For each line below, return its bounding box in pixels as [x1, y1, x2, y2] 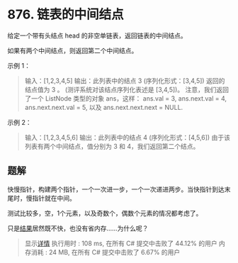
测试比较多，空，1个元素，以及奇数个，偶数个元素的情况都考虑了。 [7, 208, 203, 217]
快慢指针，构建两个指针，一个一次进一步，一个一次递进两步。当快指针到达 [7, 185, 225, 194]
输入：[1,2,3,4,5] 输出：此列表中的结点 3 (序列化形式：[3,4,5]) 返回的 [24, 76, 225, 85]
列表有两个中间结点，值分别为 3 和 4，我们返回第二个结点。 [24, 142, 200, 150]
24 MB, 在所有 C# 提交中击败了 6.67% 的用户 [48, 247, 181, 256]
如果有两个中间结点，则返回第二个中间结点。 [7, 46, 138, 55]
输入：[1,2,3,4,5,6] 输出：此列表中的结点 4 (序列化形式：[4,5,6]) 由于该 [24, 133, 230, 142]
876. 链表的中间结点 [7, 6, 124, 23]
